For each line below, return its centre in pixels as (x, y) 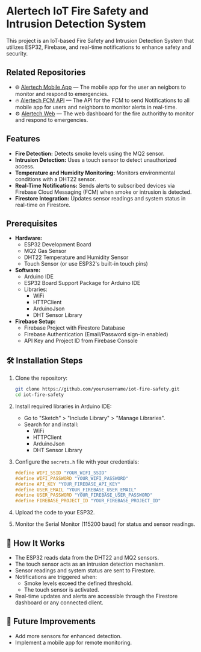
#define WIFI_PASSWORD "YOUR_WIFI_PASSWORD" (72, 478)
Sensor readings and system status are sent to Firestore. (85, 570)
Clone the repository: (41, 378)
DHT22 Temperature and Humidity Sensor (76, 257)
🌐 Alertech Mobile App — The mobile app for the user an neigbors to (100, 87)
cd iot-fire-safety (39, 395)
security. (17, 53)
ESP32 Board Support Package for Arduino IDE (82, 283)
